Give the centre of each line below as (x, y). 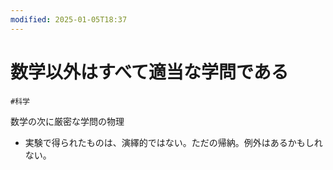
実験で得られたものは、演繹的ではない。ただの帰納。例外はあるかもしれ (173, 142)
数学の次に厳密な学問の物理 (67, 121)
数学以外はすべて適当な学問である (149, 72)
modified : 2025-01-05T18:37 (69, 19)
